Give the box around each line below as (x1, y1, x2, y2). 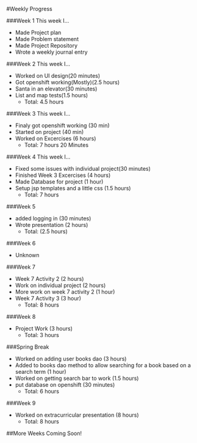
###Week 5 (6, 203, 35, 210)
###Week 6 (6, 240, 36, 247)
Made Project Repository (15, 42, 78, 49)
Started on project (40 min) (15, 128, 84, 135)
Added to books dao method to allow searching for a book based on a (15, 362, 191, 369)
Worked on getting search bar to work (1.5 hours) (15, 374, 139, 382)
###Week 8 (6, 313, 36, 320)
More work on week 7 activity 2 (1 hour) (15, 288, 115, 296)
